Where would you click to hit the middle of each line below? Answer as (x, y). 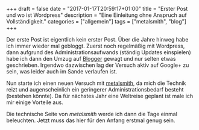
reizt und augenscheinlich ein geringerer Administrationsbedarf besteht (95, 89)
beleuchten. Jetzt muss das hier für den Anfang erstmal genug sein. (91, 120)
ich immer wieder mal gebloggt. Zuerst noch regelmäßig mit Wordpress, (96, 46)
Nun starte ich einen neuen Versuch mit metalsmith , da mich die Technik (96, 83)
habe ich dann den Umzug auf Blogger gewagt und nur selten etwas (91, 59)
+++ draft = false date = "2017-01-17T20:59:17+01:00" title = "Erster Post (97, 9)
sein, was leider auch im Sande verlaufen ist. (62, 71)
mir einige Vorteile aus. (35, 102)
